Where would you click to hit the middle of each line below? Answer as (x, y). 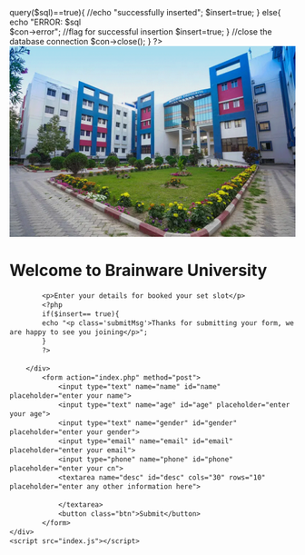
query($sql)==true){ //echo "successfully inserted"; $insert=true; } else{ (145, 12)
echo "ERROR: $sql (45, 22)
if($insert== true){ (81, 314)
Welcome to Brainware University (138, 270)
